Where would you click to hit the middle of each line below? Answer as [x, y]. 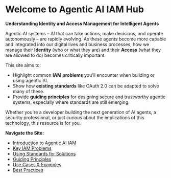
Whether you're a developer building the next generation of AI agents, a [81, 112]
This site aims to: [23, 65]
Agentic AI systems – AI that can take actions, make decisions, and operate [84, 33]
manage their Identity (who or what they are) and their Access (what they [83, 50]
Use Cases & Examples [37, 164]
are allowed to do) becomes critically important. [56, 55]
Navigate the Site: [25, 133]
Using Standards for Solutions [44, 153]
